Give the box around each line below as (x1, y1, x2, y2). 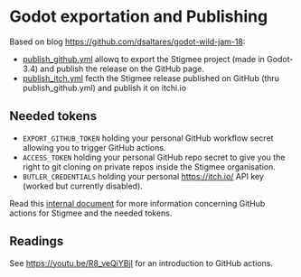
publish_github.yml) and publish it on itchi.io (22, 82, 187, 93)
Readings (9, 234, 64, 249)
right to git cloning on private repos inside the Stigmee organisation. (22, 161, 276, 172)
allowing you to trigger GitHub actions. (22, 142, 166, 152)
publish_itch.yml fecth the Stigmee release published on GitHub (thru (22, 72, 280, 83)
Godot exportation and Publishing (9, 6, 268, 27)
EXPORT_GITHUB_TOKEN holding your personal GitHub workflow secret (22, 133, 274, 143)
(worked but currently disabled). (22, 180, 143, 191)
